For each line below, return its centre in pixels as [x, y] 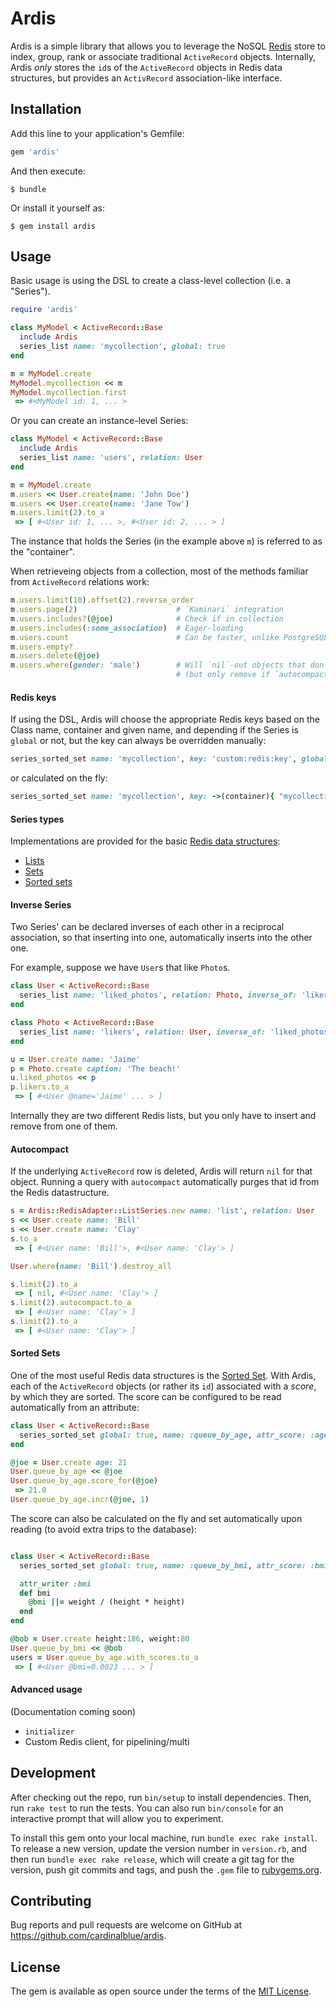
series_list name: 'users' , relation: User [111, 458]
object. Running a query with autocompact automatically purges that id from [165, 1182]
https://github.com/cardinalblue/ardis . [88, 1936]
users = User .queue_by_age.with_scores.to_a [104, 1657]
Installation [46, 109]
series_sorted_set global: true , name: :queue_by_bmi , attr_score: [163, 1565]
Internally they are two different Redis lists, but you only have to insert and [163, 1116]
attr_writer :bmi [55, 1583]
